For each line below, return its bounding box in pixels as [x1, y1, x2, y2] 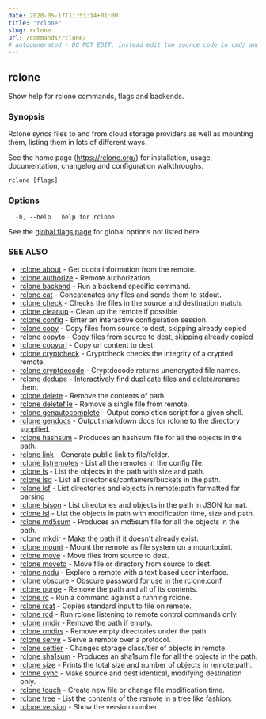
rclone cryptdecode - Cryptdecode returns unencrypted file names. [19, 365, 241, 375]
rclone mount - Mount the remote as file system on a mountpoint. [19, 542, 233, 551]
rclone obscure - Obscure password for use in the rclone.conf [19, 576, 222, 585]
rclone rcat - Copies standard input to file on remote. [19, 601, 192, 611]
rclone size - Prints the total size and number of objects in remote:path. [19, 660, 253, 669]
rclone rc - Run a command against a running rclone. [19, 592, 192, 602]
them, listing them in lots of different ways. [8, 138, 148, 147]
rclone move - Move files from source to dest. [19, 550, 169, 560]
